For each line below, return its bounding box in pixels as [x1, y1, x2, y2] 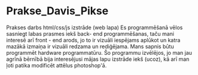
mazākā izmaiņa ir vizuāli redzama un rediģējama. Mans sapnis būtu [6, 43, 175, 50]
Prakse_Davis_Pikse [6, 4, 109, 18]
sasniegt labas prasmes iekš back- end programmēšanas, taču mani [6, 30, 175, 37]
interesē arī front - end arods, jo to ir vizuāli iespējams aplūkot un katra [6, 36, 181, 43]
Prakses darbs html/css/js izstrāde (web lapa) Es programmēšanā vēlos [6, 24, 183, 31]
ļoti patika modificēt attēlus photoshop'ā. [6, 61, 107, 69]
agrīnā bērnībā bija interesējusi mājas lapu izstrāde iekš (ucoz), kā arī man [6, 55, 190, 62]
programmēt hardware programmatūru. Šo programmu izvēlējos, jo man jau [6, 49, 193, 56]
